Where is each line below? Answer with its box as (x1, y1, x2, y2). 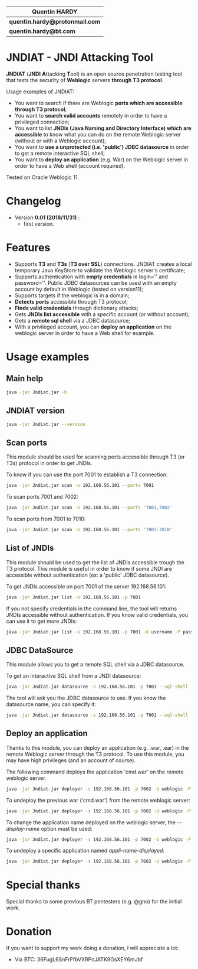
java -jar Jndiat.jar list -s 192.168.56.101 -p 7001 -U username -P (6, 629, 181, 635)
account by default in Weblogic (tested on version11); (14, 285, 143, 292)
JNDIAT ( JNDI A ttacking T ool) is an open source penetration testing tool (6, 70, 183, 77)
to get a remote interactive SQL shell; (14, 149, 105, 157)
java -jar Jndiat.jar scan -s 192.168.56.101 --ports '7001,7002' (6, 505, 173, 510)
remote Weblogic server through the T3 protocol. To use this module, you (6, 750, 184, 757)
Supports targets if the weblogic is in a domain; (14, 292, 130, 299)
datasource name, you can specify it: (6, 701, 96, 708)
